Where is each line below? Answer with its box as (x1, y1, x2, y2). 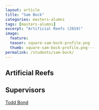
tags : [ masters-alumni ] (5, 21, 56, 27)
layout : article (5, 7, 40, 13)
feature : (10, 36, 29, 41)
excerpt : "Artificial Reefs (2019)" (5, 26, 83, 31)
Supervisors (5, 86, 45, 94)
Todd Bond (5, 99, 29, 105)
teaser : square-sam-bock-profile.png (10, 41, 90, 46)
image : (5, 31, 19, 36)
